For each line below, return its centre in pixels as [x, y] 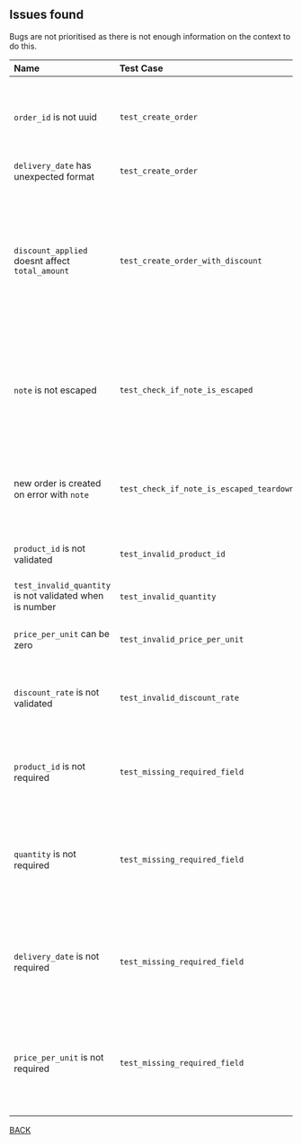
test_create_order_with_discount [191, 261]
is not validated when [59, 595]
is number [35, 607]
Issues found [46, 15]
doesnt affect [42, 261]
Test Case [141, 68]
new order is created [58, 483]
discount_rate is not [57, 692]
